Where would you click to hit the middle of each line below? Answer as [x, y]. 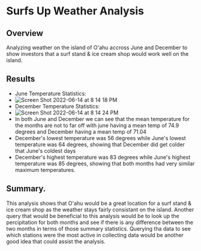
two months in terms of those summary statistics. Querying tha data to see [98, 228]
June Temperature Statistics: [50, 93]
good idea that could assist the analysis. [56, 241]
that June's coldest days [45, 150]
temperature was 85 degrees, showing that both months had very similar [105, 164]
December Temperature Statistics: [57, 106]
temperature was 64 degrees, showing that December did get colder [100, 144]
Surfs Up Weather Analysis [75, 11]
